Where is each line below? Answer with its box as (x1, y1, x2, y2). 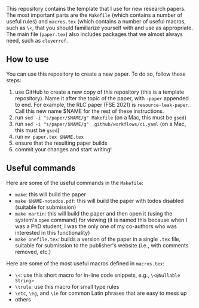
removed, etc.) (14, 248, 51, 255)
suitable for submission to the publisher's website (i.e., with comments (14, 241, 189, 249)
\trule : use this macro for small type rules (14, 283, 120, 290)
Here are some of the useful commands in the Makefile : (6, 179, 143, 186)
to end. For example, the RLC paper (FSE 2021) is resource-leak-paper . (14, 101, 190, 108)
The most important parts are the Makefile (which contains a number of (6, 11, 183, 19)
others (14, 295, 31, 303)
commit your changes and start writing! (14, 145, 112, 152)
